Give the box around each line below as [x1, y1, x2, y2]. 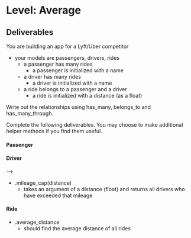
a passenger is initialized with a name [32, 67, 124, 74]
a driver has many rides [23, 73, 82, 80]
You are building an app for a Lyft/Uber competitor [6, 43, 129, 50]
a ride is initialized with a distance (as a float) [32, 92, 143, 99]
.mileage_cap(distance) [14, 179, 72, 186]
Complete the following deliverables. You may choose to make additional [6, 121, 183, 128]
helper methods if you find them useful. [6, 128, 102, 134]
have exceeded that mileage [23, 192, 93, 199]
